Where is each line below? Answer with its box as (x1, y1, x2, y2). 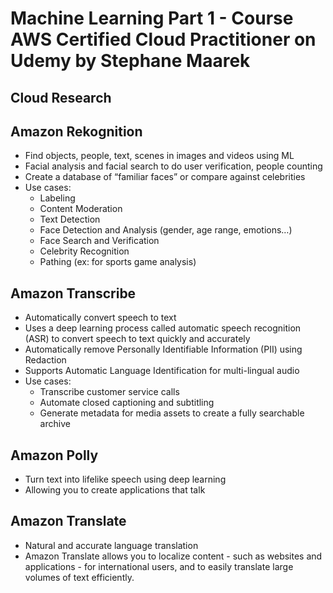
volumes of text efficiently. (24, 571, 135, 583)
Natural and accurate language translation (24, 539, 199, 551)
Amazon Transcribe (10, 285, 137, 302)
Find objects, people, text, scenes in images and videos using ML (24, 150, 295, 162)
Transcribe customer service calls (39, 386, 180, 398)
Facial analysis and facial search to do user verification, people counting (24, 160, 323, 172)
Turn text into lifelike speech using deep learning (24, 473, 227, 486)
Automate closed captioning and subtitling (39, 397, 215, 409)
